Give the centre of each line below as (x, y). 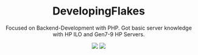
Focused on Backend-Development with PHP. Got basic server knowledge (99, 28)
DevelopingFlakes (99, 11)
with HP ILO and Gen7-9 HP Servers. (99, 34)
